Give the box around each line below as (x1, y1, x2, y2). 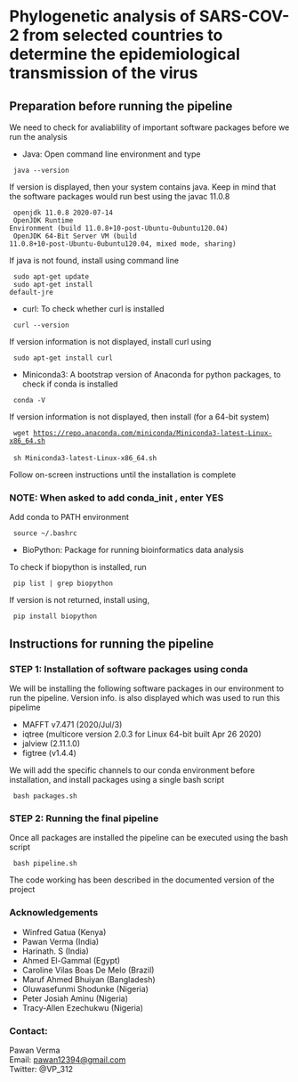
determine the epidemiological (9, 45, 240, 64)
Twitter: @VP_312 (9, 1063, 74, 1074)
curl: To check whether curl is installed (21, 304, 165, 313)
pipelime (9, 702, 41, 712)
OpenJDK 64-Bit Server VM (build (12, 232, 138, 240)
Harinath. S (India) (21, 946, 89, 956)
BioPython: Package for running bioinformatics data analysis (21, 545, 245, 556)
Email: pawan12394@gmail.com (9, 1054, 126, 1065)
